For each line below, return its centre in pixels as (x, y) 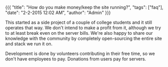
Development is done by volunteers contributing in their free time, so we (80, 53)
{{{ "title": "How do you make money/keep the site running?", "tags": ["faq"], (84, 7)
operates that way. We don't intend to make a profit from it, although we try (83, 28)
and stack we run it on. (29, 44)
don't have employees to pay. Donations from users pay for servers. (76, 59)
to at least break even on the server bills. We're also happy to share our (79, 33)
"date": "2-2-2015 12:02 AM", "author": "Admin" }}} (58, 13)
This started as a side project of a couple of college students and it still (79, 22)
